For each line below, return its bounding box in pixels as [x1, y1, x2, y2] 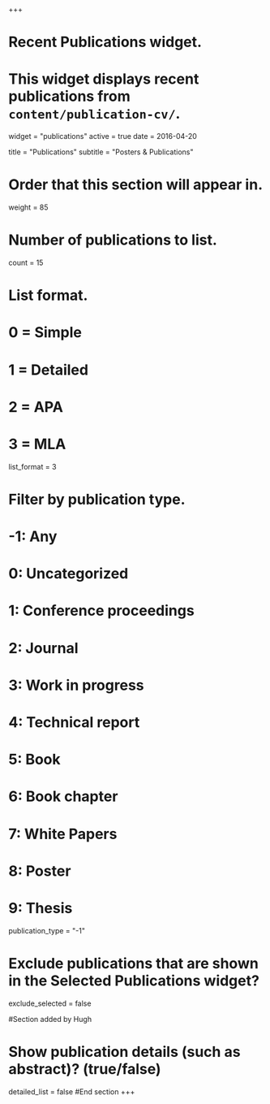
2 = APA [8, 397, 63, 416]
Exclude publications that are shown [8, 954, 259, 972]
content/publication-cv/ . [8, 105, 181, 123]
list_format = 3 [8, 461, 57, 471]
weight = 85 [8, 202, 49, 212]
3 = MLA [8, 435, 66, 453]
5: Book [8, 751, 61, 768]
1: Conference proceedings [8, 602, 195, 620]
